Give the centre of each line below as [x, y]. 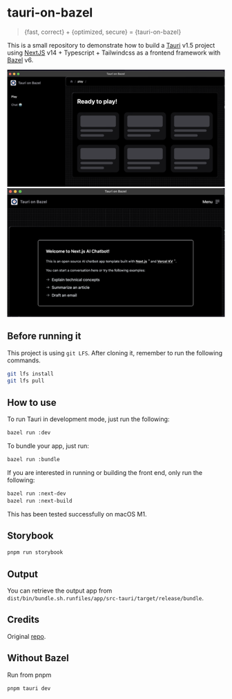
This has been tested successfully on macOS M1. [77, 514]
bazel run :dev [29, 433]
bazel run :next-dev [37, 493]
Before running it [44, 336]
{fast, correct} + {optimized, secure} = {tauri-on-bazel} [103, 32]
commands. [24, 360]
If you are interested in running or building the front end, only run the [105, 472]
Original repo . [27, 636]
